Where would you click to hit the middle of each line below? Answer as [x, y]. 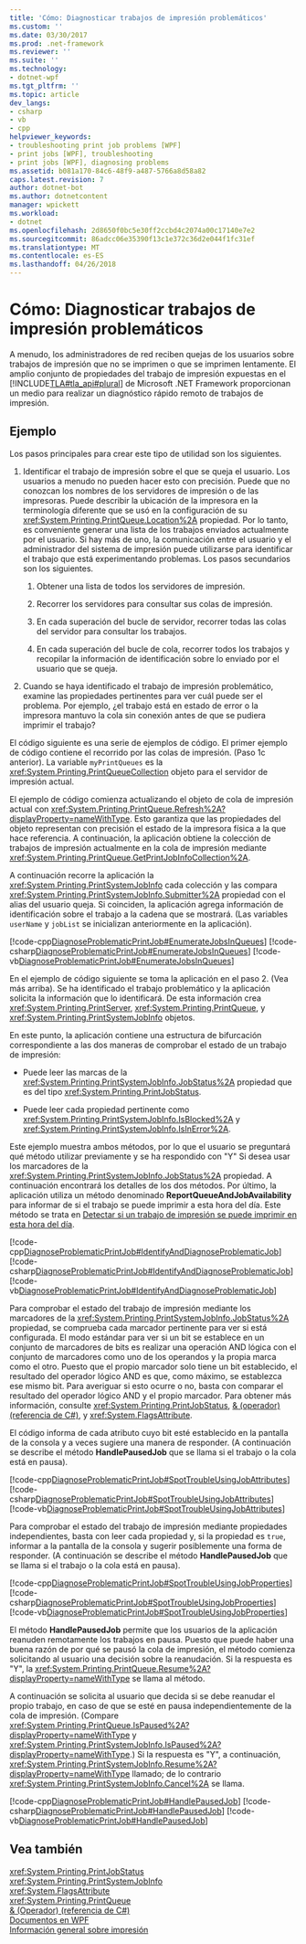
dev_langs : [30, 103]
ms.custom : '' [37, 27]
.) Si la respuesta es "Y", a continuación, [205, 1754]
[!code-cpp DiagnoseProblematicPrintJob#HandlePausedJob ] [125, 1801]
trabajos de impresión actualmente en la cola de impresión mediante [138, 847]
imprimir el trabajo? [59, 725]
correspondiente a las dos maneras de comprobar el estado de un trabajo [148, 1045]
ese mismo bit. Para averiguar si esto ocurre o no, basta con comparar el [147, 1386]
